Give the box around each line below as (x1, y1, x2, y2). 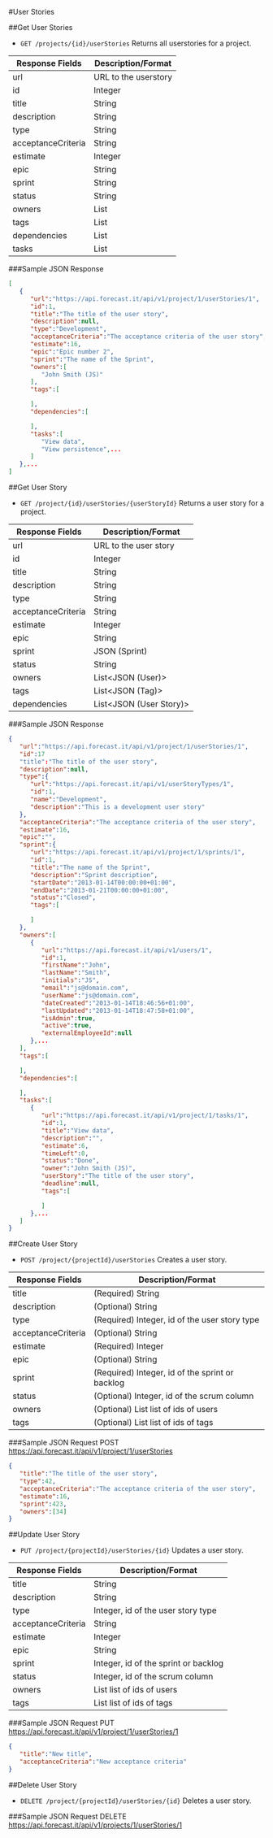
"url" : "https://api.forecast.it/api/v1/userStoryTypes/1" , (29, 780, 234, 789)
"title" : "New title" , (19, 1750, 93, 1758)
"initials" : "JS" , (41, 976, 100, 984)
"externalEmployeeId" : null (41, 1029, 132, 1037)
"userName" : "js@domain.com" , (41, 991, 140, 999)
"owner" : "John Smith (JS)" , (41, 1164, 136, 1173)
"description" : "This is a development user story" (29, 802, 206, 811)
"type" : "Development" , (29, 325, 107, 333)
